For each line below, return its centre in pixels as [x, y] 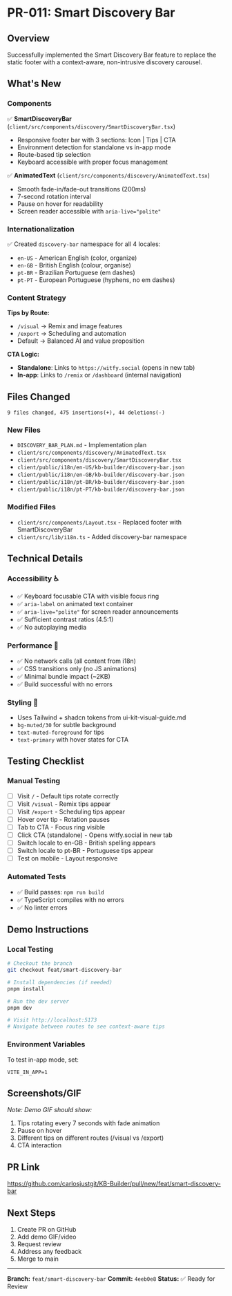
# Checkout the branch [40, 964]
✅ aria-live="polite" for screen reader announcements [98, 612]
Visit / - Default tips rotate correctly [68, 796]
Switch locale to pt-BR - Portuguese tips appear [85, 851]
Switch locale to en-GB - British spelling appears [86, 843]
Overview [29, 38]
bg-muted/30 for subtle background [67, 724]
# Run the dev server [38, 1001]
